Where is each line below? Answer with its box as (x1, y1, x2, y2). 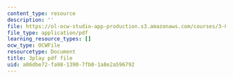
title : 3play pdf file (7, 55, 73, 62)
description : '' (7, 16, 54, 23)
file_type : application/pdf (7, 29, 89, 36)
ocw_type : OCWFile (7, 42, 60, 49)
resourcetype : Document (7, 49, 76, 56)
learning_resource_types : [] (7, 36, 92, 43)
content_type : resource (7, 10, 76, 17)
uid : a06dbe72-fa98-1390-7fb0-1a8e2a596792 (7, 61, 135, 68)
